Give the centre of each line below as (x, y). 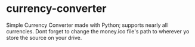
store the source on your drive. (44, 37)
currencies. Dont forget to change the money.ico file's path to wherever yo (98, 31)
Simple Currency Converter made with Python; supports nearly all (87, 25)
